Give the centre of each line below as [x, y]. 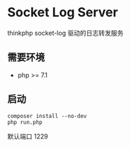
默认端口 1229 [28, 136]
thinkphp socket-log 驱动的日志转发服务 [65, 33]
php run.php [25, 122]
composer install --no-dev [47, 116]
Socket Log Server [63, 12]
